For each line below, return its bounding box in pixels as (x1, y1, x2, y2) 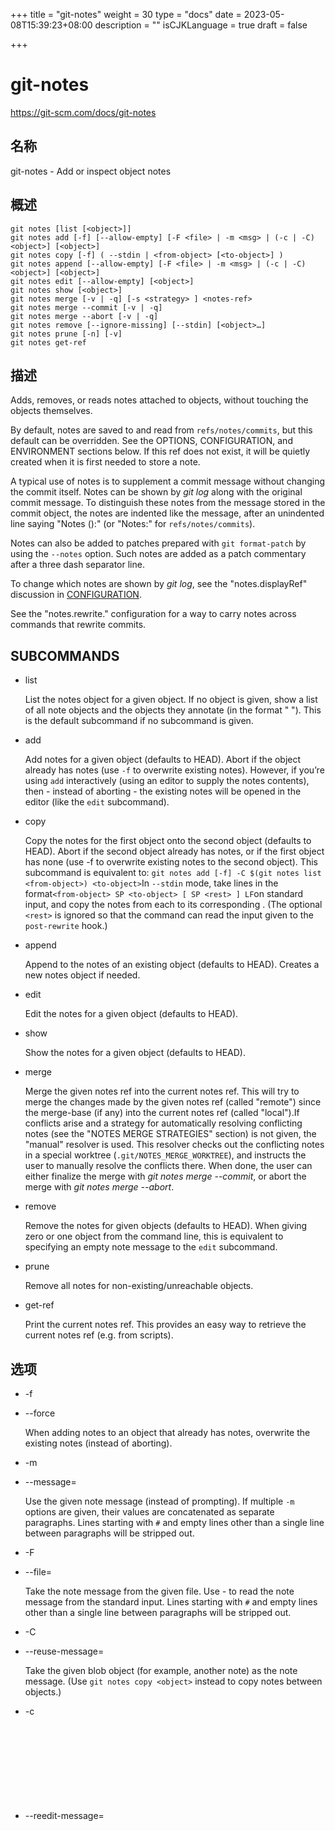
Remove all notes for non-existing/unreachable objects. (24, 1280, 254, 1292)
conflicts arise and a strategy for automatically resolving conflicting (24, 1117, 303, 1129)
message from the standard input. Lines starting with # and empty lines (24, 1596, 318, 1608)
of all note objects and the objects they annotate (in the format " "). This (24, 704, 322, 716)
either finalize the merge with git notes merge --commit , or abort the (24, 1170, 307, 1183)
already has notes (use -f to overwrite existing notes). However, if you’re (24, 764, 325, 776)
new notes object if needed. (24, 969, 141, 981)
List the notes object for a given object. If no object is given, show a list (24, 694, 318, 706)
